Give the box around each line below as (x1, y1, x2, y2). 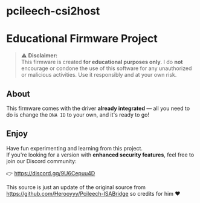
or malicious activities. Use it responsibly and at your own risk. (21, 71, 177, 79)
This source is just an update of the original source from (6, 183, 146, 191)
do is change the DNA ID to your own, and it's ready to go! (6, 111, 150, 118)
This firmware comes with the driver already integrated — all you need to (6, 105, 190, 112)
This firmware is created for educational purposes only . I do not (21, 59, 183, 66)
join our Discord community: (6, 157, 77, 164)
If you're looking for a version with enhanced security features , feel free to (6, 151, 195, 158)
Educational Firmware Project (6, 32, 158, 46)
